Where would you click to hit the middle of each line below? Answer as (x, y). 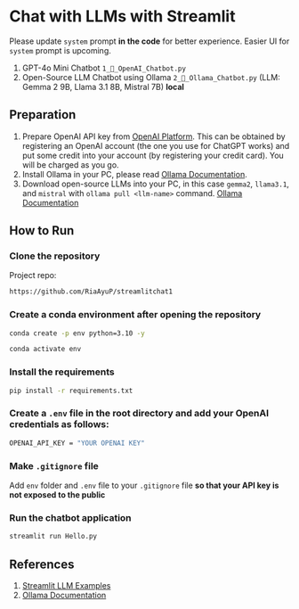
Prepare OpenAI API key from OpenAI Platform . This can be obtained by (154, 136)
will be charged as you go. (70, 165)
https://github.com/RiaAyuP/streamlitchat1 (91, 292)
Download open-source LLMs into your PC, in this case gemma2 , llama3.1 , (155, 184)
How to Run (42, 230)
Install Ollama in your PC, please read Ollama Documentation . (134, 174)
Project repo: (33, 276)
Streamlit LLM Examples (66, 585)
